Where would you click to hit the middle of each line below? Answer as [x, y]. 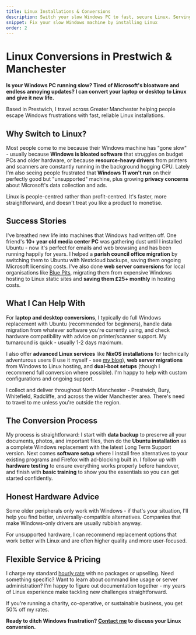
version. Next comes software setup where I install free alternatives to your [97, 454]
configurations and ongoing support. [50, 379]
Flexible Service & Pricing [53, 559]
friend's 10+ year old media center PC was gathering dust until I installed [94, 241]
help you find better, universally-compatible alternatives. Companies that [93, 517]
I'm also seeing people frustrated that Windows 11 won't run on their [89, 173]
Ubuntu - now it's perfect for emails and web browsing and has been [89, 248]
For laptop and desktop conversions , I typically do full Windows [84, 317]
